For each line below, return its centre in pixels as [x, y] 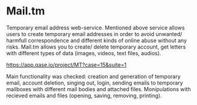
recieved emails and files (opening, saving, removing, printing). [84, 95]
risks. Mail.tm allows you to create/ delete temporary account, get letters [96, 47]
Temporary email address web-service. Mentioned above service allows [95, 28]
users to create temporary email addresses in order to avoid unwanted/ [94, 34]
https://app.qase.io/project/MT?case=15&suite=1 [66, 65]
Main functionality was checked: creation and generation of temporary [94, 76]
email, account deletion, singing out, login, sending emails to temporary [95, 83]
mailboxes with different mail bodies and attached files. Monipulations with [98, 89]
